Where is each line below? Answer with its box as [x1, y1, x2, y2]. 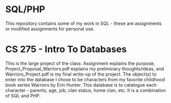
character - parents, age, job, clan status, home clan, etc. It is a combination [5, 87, 166, 93]
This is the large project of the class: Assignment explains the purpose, [5, 60, 155, 66]
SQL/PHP [5, 4, 45, 15]
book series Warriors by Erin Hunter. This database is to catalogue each [5, 82, 157, 88]
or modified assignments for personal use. [5, 25, 95, 31]
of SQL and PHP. [5, 92, 41, 98]
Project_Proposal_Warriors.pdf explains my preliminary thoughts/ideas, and [5, 65, 164, 72]
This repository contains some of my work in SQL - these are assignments [5, 20, 162, 26]
